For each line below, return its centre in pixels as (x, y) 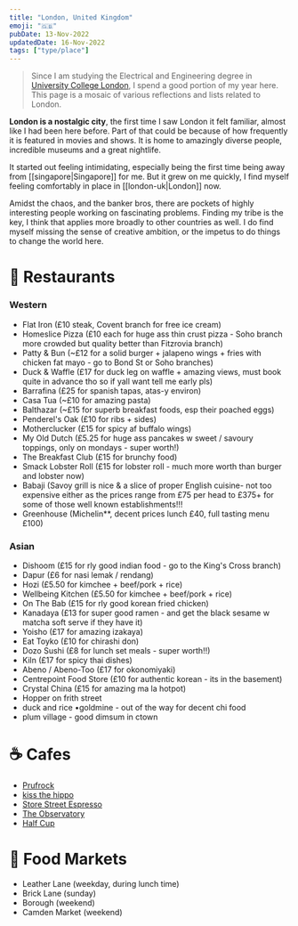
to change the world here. (56, 241)
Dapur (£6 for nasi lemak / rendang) (88, 574)
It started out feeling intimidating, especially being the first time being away (147, 167)
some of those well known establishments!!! (102, 504)
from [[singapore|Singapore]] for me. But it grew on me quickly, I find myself (149, 177)
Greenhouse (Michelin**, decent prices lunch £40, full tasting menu (145, 514)
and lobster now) (53, 475)
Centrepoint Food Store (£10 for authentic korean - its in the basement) (152, 678)
